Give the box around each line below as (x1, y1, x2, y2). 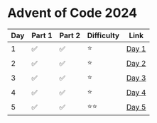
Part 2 (59, 30, 80, 40)
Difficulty (87, 30, 119, 40)
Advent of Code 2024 (7, 5, 137, 21)
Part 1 (31, 30, 53, 40)
